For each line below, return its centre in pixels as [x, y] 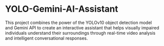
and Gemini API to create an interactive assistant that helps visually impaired [82, 27]
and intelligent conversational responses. [47, 38]
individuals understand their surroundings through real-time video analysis [80, 33]
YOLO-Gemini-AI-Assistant [62, 9]
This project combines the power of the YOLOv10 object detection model [79, 23]
